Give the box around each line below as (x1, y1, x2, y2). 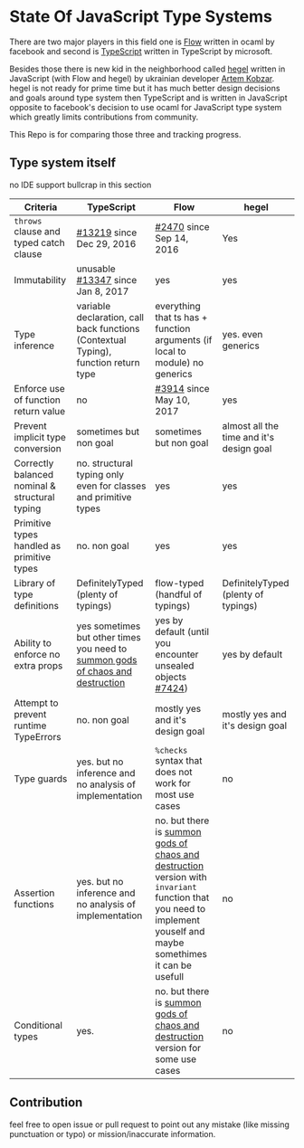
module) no (155, 356, 204, 368)
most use (155, 788, 195, 801)
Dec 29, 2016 (76, 237, 137, 250)
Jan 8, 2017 (76, 285, 129, 298)
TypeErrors (14, 730, 62, 743)
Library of (14, 576, 56, 589)
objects (155, 670, 187, 683)
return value (14, 404, 66, 417)
